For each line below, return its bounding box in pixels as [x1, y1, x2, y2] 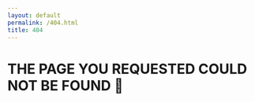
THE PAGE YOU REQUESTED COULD [7, 60, 248, 78]
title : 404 [7, 26, 43, 34]
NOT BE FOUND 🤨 [7, 76, 124, 94]
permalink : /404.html [7, 19, 79, 27]
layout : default [7, 11, 61, 20]
